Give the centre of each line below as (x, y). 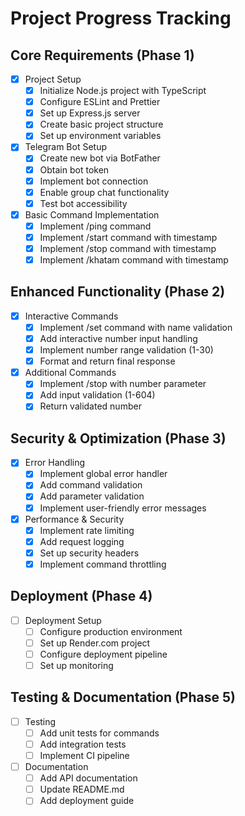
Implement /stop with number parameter (123, 384)
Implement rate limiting (87, 530)
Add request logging (82, 541)
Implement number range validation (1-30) (126, 350)
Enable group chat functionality (104, 192)
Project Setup (53, 79)
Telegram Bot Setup (66, 147)
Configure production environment (111, 631)
